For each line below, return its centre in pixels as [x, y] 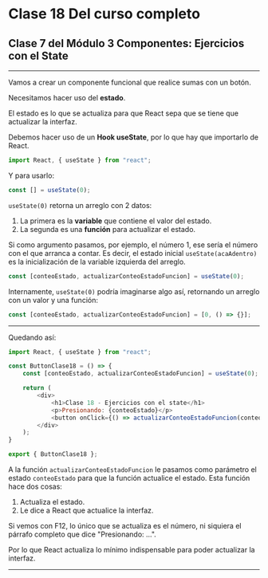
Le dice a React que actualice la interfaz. [87, 510]
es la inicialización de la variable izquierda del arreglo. [97, 261]
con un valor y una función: [53, 300]
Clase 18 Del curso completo [104, 14]
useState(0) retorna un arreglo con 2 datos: [80, 205]
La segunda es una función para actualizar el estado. [108, 229]
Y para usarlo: [31, 175]
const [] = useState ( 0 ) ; [49, 190]
